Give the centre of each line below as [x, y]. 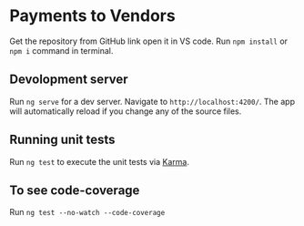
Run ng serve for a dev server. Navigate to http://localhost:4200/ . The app [152, 101]
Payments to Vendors [92, 16]
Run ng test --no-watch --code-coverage [87, 212]
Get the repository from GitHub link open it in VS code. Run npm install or [149, 41]
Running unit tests [62, 140]
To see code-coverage [75, 190]
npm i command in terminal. [61, 50]
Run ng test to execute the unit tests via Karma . [99, 161]
